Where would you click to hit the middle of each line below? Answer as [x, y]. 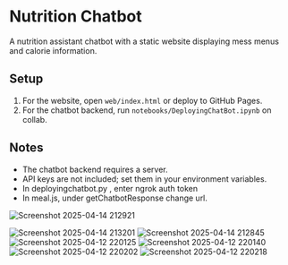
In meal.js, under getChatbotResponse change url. [115, 198]
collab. [34, 119]
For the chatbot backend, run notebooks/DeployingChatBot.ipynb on [147, 110]
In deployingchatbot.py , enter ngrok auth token [110, 188]
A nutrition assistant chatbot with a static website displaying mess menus [144, 41]
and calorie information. [53, 50]
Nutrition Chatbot [76, 17]
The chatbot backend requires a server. [95, 169]
